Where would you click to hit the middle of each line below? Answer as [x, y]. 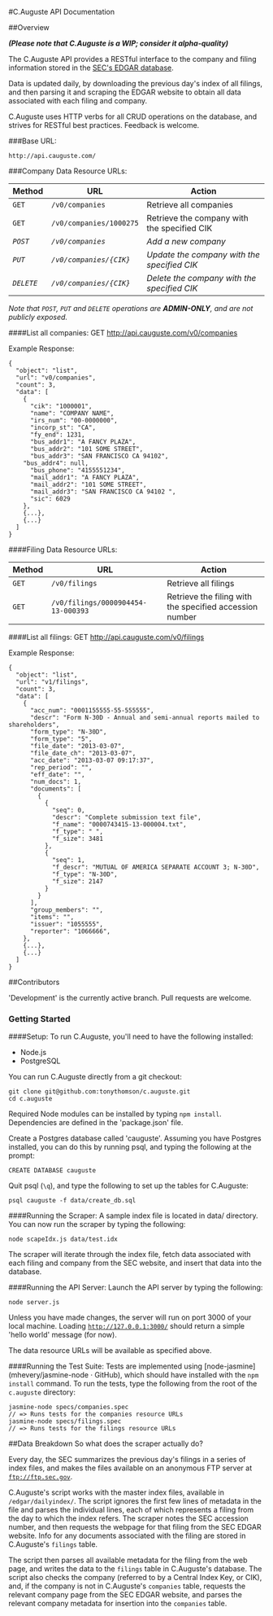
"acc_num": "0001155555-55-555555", [92, 711]
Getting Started [39, 1018]
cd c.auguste [30, 1099]
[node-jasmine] [230, 1366]
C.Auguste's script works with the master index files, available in [117, 1492]
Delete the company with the [201, 278]
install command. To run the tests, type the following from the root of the [133, 1384]
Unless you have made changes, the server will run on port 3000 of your [130, 1317]
